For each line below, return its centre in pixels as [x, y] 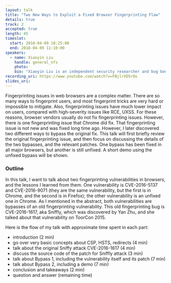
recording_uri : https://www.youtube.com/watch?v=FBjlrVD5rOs [72, 76]
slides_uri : [18, 81]
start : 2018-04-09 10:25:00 [40, 43]
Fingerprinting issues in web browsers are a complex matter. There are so [83, 95]
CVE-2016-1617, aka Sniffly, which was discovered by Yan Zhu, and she [80, 212]
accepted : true [21, 29]
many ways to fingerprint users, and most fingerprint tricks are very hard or [84, 101]
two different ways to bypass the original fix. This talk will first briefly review [85, 134]
